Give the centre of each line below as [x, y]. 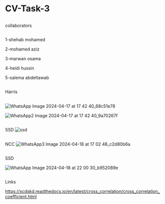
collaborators [18, 25]
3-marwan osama [23, 58]
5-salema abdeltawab [27, 77]
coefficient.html [21, 197]
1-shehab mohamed [25, 39]
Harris [11, 92]
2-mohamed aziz [22, 49]
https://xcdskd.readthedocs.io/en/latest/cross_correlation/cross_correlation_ [82, 191]
